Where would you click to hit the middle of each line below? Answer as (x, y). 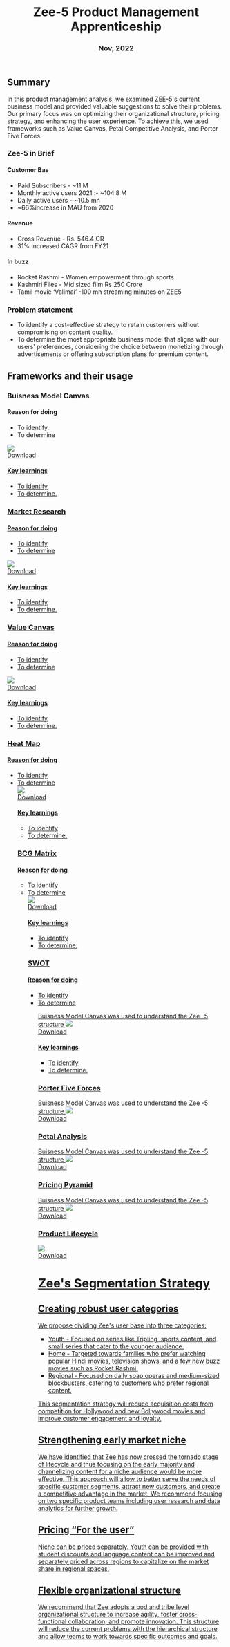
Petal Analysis (63, 1136)
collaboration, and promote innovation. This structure (144, 1621)
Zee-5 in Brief (31, 153)
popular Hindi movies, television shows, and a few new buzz (134, 1361)
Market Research (37, 511)
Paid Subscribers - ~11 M (52, 185)
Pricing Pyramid (65, 1185)
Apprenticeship (116, 27)
